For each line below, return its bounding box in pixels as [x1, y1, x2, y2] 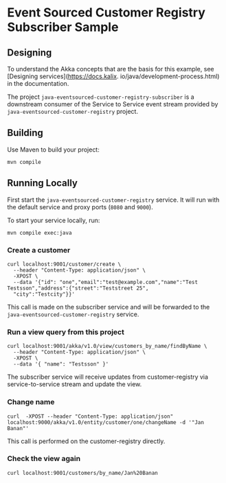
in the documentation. [7, 80, 69, 87]
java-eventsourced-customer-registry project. [7, 108, 139, 115]
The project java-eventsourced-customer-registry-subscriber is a [7, 93, 194, 101]
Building [7, 127, 43, 139]
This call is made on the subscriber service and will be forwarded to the [7, 303, 210, 311]
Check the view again [7, 454, 81, 464]
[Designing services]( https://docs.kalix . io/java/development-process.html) [7, 72, 220, 80]
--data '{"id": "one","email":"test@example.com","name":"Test [13, 279, 198, 285]
